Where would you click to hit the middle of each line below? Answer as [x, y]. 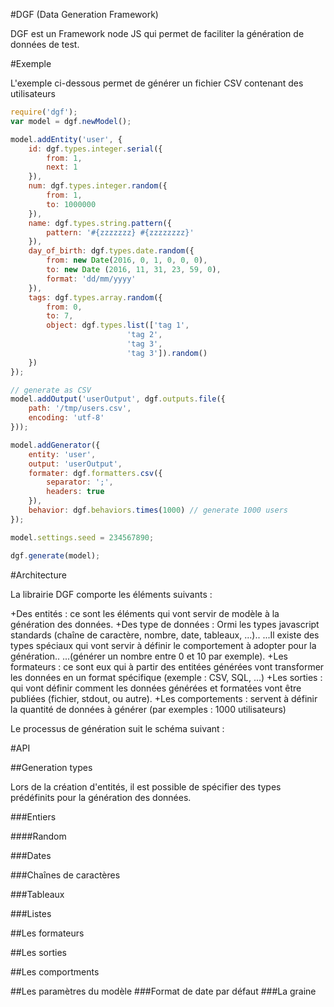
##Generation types [51, 767]
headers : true [75, 492]
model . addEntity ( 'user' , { [66, 139]
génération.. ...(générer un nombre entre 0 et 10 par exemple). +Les [149, 656]
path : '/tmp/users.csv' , [80, 409]
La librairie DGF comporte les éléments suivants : [111, 594]
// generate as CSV [51, 390]
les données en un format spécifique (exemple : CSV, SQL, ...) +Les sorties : [166, 677]
